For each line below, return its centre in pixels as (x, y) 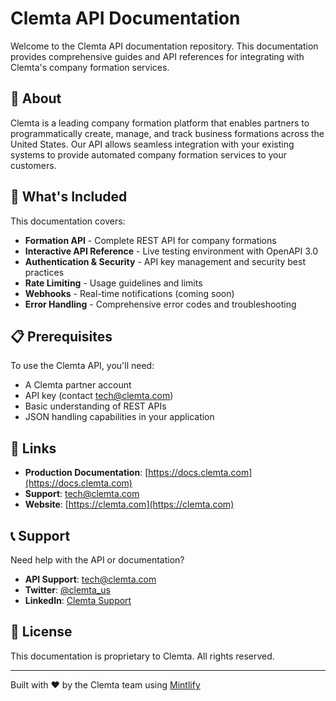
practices (44, 272)
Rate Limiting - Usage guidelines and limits (113, 283)
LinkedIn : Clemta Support (78, 600)
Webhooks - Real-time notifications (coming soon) (129, 293)
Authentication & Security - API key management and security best (165, 261)
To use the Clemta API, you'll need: (82, 366)
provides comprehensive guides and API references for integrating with (157, 56)
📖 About (36, 98)
